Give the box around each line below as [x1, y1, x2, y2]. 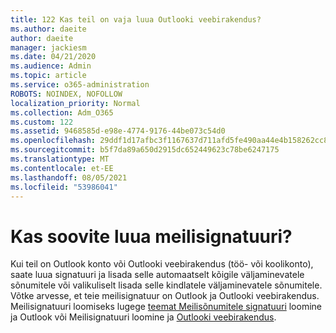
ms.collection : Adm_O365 [10, 107, 114, 118]
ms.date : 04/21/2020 [10, 52, 97, 62]
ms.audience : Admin [10, 61, 92, 71]
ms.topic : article [10, 71, 87, 81]
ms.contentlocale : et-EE [10, 163, 114, 173]
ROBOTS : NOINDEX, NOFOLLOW [10, 89, 123, 99]
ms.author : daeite [10, 24, 87, 34]
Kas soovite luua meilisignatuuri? [10, 225, 293, 248]
